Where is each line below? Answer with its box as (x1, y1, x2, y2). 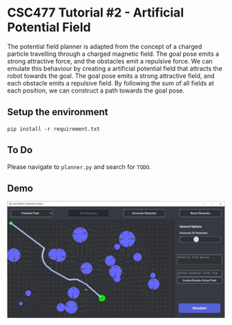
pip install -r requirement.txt (7, 126, 100, 132)
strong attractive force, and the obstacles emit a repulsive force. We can (7, 57, 213, 65)
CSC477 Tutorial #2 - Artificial (7, 5, 184, 21)
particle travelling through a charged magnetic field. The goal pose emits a (7, 50, 220, 58)
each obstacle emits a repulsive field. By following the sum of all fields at (7, 79, 214, 87)
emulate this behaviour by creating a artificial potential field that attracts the (7, 64, 223, 72)
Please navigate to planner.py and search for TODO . (7, 162, 151, 170)
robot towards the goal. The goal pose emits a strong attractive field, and (7, 71, 215, 80)
